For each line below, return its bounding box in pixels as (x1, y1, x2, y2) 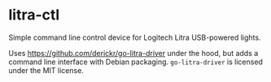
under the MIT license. (8, 65, 84, 75)
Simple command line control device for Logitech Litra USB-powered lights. (8, 32, 261, 42)
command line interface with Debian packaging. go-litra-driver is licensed (8, 57, 263, 67)
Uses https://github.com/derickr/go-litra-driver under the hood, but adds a (8, 48, 259, 58)
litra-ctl (8, 6, 60, 24)
